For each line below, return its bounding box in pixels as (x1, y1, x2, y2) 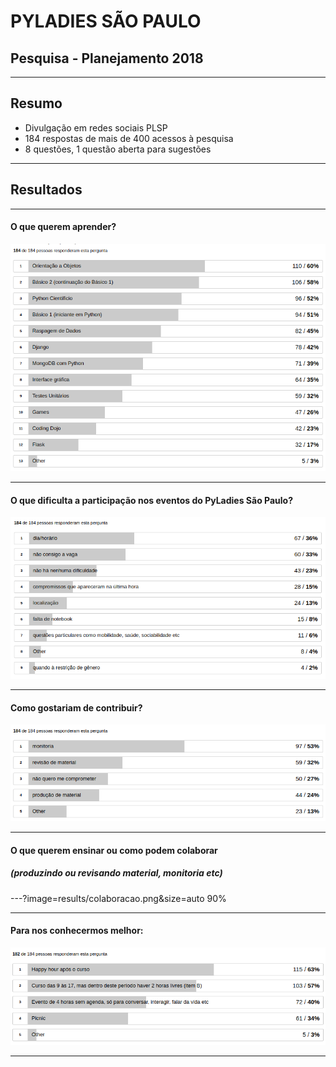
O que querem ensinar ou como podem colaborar (10, 844, 218, 856)
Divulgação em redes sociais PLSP (24, 121, 168, 134)
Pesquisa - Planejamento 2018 (10, 50, 204, 67)
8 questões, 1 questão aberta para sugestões (24, 143, 212, 155)
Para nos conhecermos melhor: (10, 925, 144, 937)
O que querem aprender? (10, 221, 117, 233)
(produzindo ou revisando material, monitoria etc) (10, 867, 223, 879)
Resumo (10, 95, 63, 112)
